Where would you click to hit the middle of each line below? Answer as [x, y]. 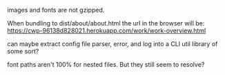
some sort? [23, 51]
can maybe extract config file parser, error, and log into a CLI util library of [112, 44]
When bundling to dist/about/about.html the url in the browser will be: [106, 23]
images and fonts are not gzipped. [56, 10]
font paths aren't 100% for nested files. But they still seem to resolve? [106, 64]
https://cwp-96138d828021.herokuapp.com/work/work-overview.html [107, 31]
